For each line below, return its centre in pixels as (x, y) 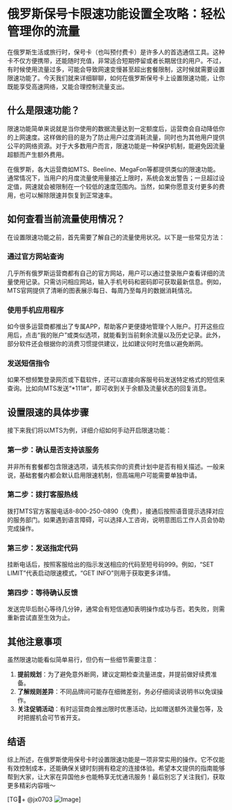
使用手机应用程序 (36, 310)
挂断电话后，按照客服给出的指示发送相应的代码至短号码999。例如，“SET (110, 564)
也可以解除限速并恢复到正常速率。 (67, 195)
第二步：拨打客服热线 (42, 494)
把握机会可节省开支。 (54, 718)
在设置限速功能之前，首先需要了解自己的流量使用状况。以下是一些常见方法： (116, 237)
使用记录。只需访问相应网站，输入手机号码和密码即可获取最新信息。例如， (119, 282)
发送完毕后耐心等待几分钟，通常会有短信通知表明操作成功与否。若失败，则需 (116, 609)
